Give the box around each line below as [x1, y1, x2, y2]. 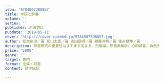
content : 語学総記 [5, 66, 40, 71]
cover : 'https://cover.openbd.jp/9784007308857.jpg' [5, 35, 115, 40]
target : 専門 [5, 57, 30, 62]
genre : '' [5, 52, 25, 58]
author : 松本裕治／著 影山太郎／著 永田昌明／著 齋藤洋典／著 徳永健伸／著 [5, 39, 141, 44]
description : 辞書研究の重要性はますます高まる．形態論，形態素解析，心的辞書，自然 [5, 43, 157, 48]
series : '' [5, 21, 27, 26]
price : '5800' [5, 48, 34, 53]
